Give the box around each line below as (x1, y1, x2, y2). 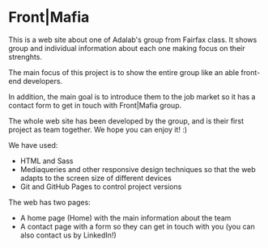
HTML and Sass (19, 156, 74, 166)
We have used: (8, 140, 58, 149)
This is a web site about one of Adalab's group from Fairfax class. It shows (8, 35, 257, 44)
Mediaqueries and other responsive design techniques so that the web (19, 164, 257, 174)
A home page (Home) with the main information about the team (19, 212, 232, 222)
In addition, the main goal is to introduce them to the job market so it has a (8, 91, 256, 101)
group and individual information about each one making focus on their (8, 43, 245, 53)
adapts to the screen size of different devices (19, 173, 172, 183)
